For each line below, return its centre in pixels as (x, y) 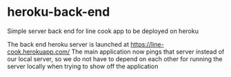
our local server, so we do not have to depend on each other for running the (115, 58)
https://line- (147, 44)
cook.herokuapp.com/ (39, 52)
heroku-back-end (59, 12)
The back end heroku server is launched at (68, 44)
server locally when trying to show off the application (83, 66)
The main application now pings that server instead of (148, 52)
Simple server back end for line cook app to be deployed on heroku (103, 31)
